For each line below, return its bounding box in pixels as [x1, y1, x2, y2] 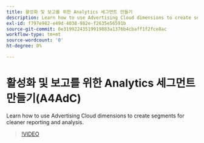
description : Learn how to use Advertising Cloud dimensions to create [6, 15, 191, 21]
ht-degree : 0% [6, 43, 42, 49]
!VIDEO [21, 130, 39, 138]
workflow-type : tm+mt [6, 32, 61, 38]
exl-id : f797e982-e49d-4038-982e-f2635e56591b [6, 20, 126, 26]
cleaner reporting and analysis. [6, 118, 84, 125]
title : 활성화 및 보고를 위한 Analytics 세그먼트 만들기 [6, 9, 133, 15]
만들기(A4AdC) [6, 92, 81, 105]
